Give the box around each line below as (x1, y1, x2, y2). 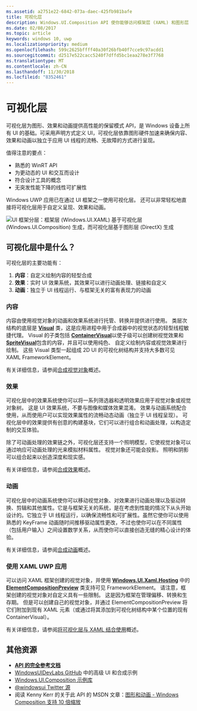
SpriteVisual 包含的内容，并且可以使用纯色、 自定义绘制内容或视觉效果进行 (6, 339, 187, 346)
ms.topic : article (6, 31, 51, 36)
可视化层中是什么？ (6, 242, 76, 252)
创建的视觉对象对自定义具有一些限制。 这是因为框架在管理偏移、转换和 (11, 592, 182, 599)
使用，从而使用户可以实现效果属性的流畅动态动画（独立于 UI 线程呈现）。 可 (6, 411, 188, 418)
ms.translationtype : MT (6, 58, 64, 64)
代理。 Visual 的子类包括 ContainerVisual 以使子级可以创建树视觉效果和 (11, 332, 184, 339)
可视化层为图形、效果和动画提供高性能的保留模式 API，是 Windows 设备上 (6, 122, 185, 129)
